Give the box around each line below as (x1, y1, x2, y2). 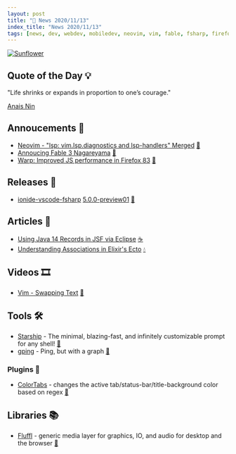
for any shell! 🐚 (17, 339, 61, 348)
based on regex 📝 (17, 388, 69, 396)
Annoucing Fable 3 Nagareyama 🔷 (17, 149, 117, 157)
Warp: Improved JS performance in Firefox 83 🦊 (17, 156, 157, 164)
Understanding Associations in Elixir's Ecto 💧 (17, 244, 146, 253)
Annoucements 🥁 (7, 122, 85, 134)
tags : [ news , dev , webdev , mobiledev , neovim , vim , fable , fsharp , (7, 30, 209, 37)
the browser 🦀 (17, 439, 58, 448)
